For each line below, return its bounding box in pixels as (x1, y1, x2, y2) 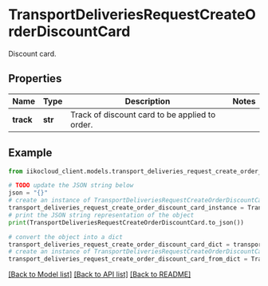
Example (8, 146, 53, 160)
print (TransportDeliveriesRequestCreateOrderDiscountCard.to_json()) (8, 218, 245, 226)
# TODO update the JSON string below (8, 182, 134, 190)
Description (124, 96, 171, 107)
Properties (8, 72, 62, 85)
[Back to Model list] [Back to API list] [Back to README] (8, 269, 191, 280)
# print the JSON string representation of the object (8, 211, 195, 219)
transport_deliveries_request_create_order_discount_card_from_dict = (8, 255, 248, 264)
